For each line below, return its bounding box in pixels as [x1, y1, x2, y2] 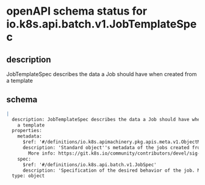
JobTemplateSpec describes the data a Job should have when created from [6, 71, 197, 77]
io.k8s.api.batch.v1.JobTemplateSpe [6, 17, 197, 31]
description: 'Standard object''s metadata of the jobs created [22, 145, 190, 151]
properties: [12, 128, 43, 134]
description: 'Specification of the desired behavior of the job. [22, 167, 195, 173]
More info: [28, 150, 56, 156]
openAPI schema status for [6, 4, 148, 18]
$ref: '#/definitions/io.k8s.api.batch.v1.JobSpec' [22, 161, 157, 168]
